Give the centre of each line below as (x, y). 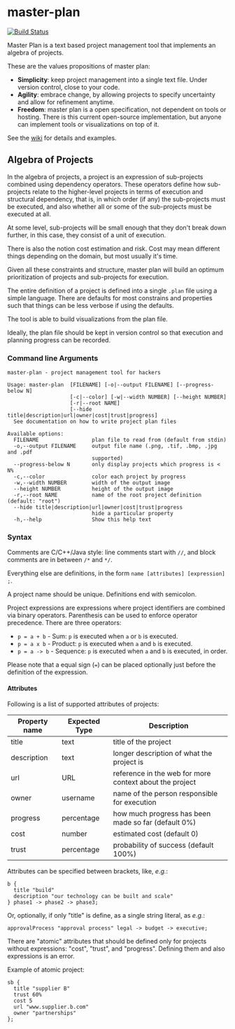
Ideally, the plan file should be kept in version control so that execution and (115, 332)
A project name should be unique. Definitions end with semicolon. (102, 594)
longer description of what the (163, 753)
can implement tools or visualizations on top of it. (88, 124)
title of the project (142, 741)
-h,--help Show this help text (83, 520)
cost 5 (23, 1001)
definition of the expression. (48, 672)
